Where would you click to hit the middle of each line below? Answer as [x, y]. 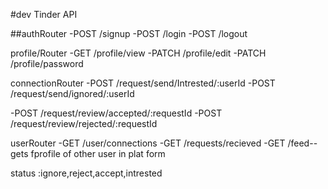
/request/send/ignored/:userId [72, 93]
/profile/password [47, 63]
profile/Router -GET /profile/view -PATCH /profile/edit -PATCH [138, 53]
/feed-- [302, 143]
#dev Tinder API [44, 14]
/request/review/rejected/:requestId [84, 123]
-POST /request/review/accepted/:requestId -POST [116, 113]
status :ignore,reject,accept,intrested [86, 173]
